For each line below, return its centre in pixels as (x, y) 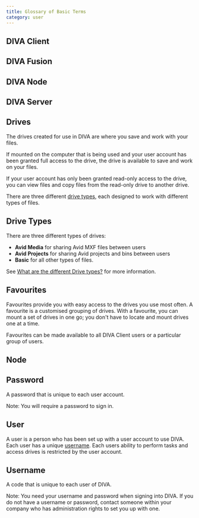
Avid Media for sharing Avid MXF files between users (80, 247)
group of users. (25, 341)
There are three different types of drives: (56, 236)
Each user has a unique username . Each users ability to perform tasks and (97, 445)
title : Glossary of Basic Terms (46, 12)
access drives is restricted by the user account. (64, 451)
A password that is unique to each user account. (65, 394)
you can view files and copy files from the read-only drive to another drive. (98, 184)
